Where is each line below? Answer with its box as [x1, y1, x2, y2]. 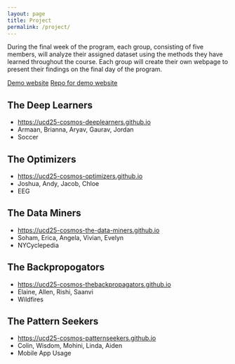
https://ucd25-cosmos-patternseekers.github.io [17, 334, 156, 342]
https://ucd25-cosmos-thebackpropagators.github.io [17, 280, 172, 289]
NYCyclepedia [17, 241, 60, 249]
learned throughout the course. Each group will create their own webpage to [7, 58, 229, 66]
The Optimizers [7, 153, 76, 165]
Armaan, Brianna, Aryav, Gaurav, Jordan [17, 125, 135, 134]
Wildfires [17, 295, 44, 303]
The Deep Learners [7, 99, 93, 111]
